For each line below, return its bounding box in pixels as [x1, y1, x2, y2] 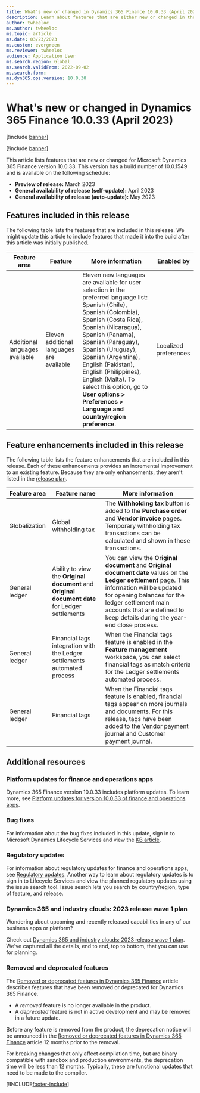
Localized [156, 341, 183, 349]
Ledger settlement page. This [105, 576, 190, 584]
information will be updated [105, 583, 182, 592]
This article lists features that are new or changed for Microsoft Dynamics [6, 156, 187, 164]
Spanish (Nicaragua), [82, 323, 142, 331]
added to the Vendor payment [105, 722, 189, 730]
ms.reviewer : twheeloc [6, 48, 62, 54]
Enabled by [157, 257, 190, 265]
